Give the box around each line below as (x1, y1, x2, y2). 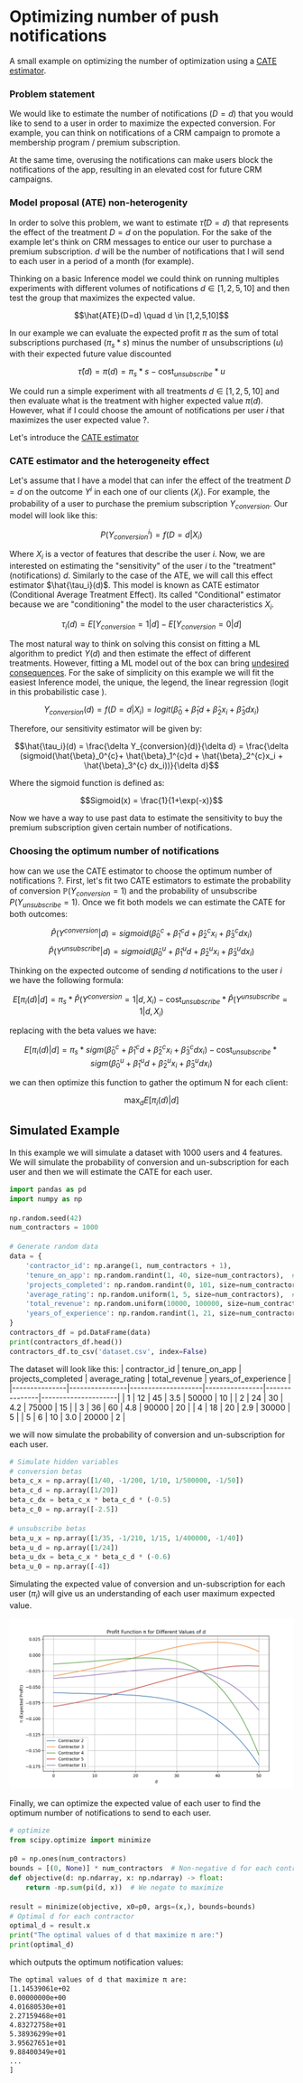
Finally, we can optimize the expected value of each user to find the (9, 1797, 262, 1808)
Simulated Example (9, 1123, 120, 1139)
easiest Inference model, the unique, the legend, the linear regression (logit (9, 677, 289, 687)
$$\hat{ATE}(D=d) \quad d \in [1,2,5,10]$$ (73, 309, 230, 320)
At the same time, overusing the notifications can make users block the (9, 155, 273, 166)
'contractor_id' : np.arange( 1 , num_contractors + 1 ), (25, 1261, 232, 1270)
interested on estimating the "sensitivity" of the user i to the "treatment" (9, 560, 277, 571)
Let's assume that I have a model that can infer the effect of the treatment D (9, 475, 291, 486)
